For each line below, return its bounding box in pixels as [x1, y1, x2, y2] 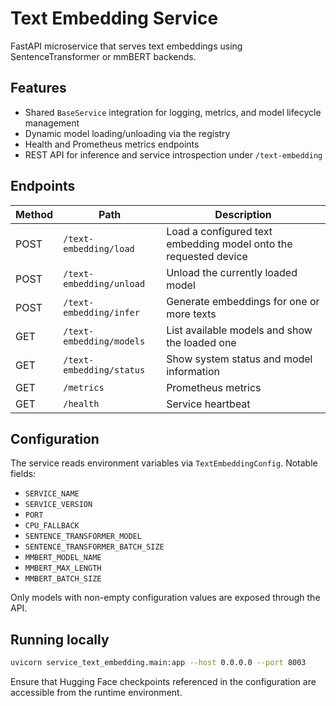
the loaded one [166, 335, 237, 349]
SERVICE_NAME [24, 489, 80, 499]
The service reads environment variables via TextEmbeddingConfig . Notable [10, 457, 318, 469]
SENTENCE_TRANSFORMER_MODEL [24, 532, 142, 542]
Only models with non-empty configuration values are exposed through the [10, 592, 321, 604]
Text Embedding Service [10, 7, 219, 30]
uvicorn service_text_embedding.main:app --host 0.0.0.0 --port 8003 [10, 658, 307, 668]
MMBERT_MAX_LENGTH [24, 563, 102, 574]
